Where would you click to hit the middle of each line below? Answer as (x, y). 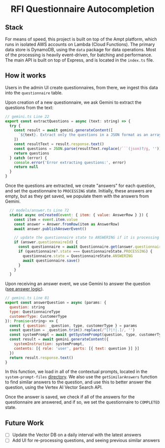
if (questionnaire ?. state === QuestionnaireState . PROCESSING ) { (85, 252)
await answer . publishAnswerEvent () (50, 229)
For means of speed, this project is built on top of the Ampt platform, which (81, 39)
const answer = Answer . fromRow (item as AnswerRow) (67, 224)
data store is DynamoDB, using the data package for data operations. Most (81, 50)
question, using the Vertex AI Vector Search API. (54, 387)
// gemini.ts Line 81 (27, 298)
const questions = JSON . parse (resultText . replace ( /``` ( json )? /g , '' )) (88, 149)
